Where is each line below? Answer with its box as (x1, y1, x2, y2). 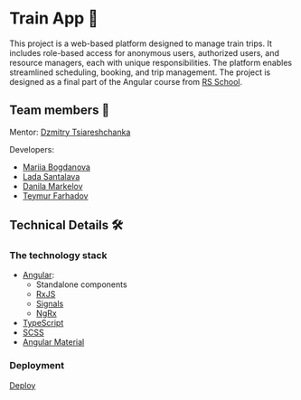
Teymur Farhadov (22, 190, 89, 201)
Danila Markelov (22, 181, 83, 191)
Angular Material (22, 337, 85, 348)
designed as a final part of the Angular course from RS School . (9, 76, 243, 87)
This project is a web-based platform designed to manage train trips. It (9, 38, 273, 49)
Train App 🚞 (9, 8, 99, 29)
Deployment (9, 359, 65, 372)
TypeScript (22, 318, 64, 329)
